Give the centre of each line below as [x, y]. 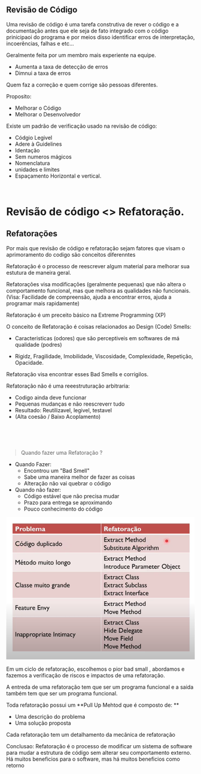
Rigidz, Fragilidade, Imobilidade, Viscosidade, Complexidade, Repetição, [104, 356]
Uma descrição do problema [50, 717]
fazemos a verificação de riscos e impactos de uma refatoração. [86, 676]
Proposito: [19, 96]
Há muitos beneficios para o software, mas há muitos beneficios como [93, 759]
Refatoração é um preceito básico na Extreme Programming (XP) [86, 315]
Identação [27, 150]
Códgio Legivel [33, 137]
